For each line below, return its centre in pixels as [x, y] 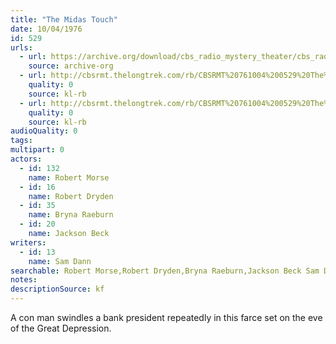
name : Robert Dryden [71, 196]
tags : [21, 141]
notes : [24, 280]
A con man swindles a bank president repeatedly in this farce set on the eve [166, 317]
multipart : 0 [37, 150]
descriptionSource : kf [57, 289]
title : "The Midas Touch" [64, 19]
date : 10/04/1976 [46, 29]
